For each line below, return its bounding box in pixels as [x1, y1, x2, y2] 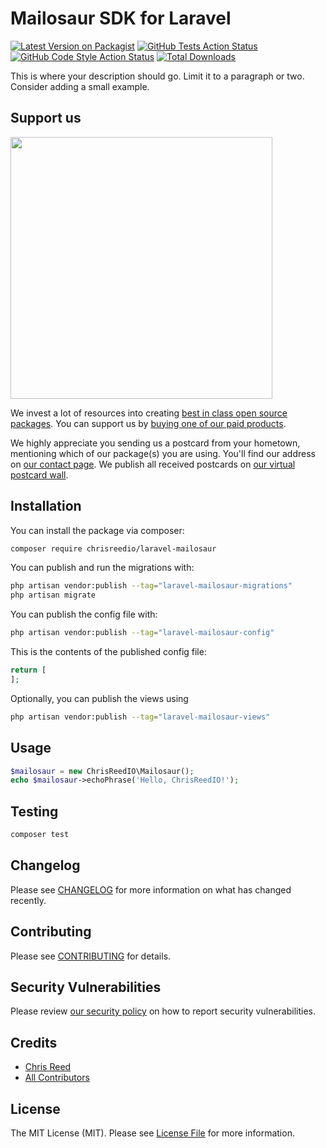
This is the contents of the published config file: [10, 646, 207, 658]
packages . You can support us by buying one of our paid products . [10, 417, 287, 429]
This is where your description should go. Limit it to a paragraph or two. [10, 70, 305, 82]
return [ [10, 665, 47, 676]
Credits [10, 1034, 58, 1051]
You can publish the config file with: [10, 608, 158, 621]
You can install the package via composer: [10, 524, 185, 536]
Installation [10, 498, 82, 515]
